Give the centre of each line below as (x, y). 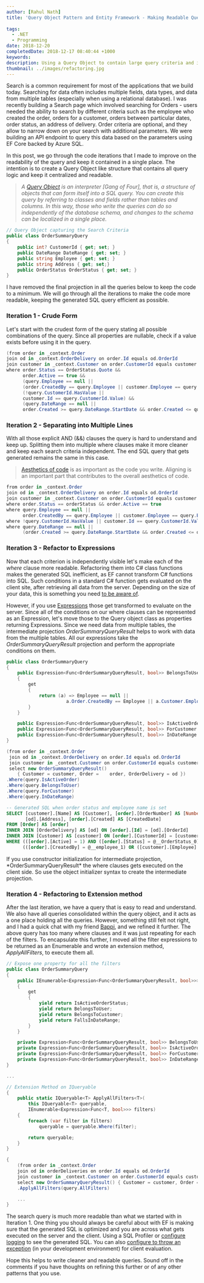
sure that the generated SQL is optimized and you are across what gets (95, 1229)
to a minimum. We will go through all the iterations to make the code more (98, 294)
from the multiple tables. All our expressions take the (72, 638)
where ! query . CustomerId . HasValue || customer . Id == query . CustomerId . (99, 521)
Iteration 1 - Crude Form (42, 316)
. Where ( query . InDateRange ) (40, 797)
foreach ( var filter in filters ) (70, 1121)
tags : (13, 29)
